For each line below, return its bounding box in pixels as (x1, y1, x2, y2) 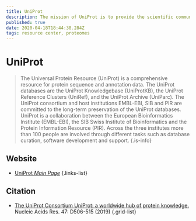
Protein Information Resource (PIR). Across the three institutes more (20, 125, 184, 132)
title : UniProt (6, 8, 43, 15)
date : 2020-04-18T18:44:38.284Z (6, 25, 85, 31)
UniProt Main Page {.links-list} (14, 169, 87, 176)
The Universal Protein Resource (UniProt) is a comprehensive (20, 75, 168, 82)
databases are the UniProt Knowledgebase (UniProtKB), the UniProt (20, 87, 184, 94)
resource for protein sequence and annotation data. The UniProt (20, 81, 175, 88)
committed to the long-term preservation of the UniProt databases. (20, 106, 181, 113)
